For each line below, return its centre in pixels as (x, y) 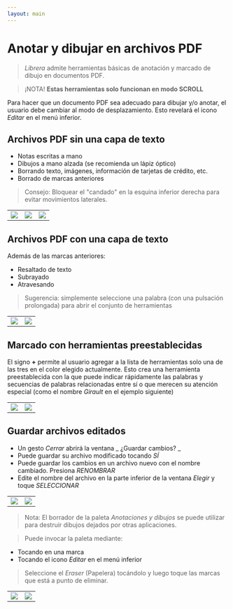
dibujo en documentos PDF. (64, 75)
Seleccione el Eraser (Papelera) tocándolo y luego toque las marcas (122, 573)
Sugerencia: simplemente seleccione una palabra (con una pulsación (124, 298)
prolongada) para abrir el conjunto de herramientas (98, 306)
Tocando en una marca (51, 552)
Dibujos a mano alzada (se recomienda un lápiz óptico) (97, 164)
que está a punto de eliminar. (66, 580)
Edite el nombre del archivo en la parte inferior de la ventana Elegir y (116, 478)
